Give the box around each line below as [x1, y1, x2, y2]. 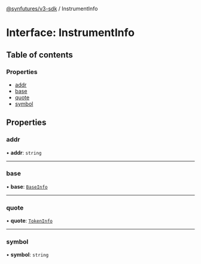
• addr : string [6, 149, 42, 156]
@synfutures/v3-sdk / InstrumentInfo [6, 5, 98, 12]
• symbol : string [6, 251, 49, 259]
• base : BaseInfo [6, 183, 48, 190]
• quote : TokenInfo [6, 217, 53, 225]
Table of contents [6, 50, 73, 60]
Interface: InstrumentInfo [6, 26, 135, 39]
